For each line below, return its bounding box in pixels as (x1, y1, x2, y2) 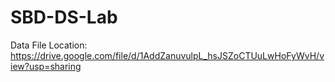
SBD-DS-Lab (10, 6, 118, 29)
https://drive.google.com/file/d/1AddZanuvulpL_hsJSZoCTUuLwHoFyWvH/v (10, 49, 325, 61)
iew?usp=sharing (10, 60, 82, 72)
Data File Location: (10, 39, 88, 51)
